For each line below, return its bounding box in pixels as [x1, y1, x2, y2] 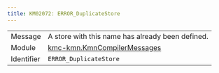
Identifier [10, 54, 41, 63]
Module [10, 42, 36, 52]
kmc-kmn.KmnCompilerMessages [48, 42, 162, 52]
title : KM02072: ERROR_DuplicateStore [7, 10, 120, 17]
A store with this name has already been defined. [48, 31, 209, 41]
